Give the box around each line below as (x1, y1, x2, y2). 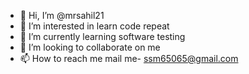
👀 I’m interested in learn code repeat (19, 20, 170, 32)
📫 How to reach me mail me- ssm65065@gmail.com (19, 53, 239, 64)
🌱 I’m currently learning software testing (19, 31, 186, 42)
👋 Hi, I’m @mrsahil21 (19, 10, 105, 21)
